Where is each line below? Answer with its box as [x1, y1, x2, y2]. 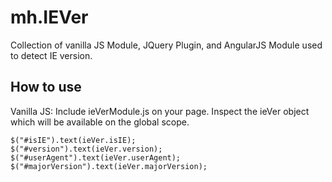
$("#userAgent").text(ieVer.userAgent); [10, 152, 182, 163]
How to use [10, 79, 82, 96]
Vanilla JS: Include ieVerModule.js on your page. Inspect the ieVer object [10, 105, 310, 117]
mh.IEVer [10, 6, 89, 29]
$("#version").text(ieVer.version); [10, 144, 163, 154]
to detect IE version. [10, 49, 93, 61]
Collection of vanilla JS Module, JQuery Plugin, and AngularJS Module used [10, 39, 323, 51]
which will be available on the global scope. [10, 116, 190, 128]
